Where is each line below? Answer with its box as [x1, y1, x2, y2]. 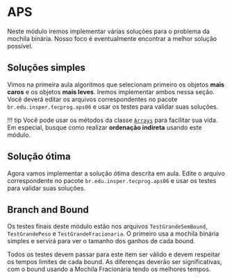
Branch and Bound [7, 204, 89, 216]
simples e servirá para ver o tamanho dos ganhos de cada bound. [7, 237, 196, 245]
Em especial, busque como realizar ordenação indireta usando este [7, 123, 202, 132]
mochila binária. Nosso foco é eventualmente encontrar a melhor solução [7, 34, 217, 42]
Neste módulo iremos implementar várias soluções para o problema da [7, 27, 210, 35]
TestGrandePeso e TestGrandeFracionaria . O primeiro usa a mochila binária [7, 229, 219, 238]
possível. [7, 42, 33, 50]
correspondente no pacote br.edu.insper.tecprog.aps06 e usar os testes [7, 176, 217, 184]
